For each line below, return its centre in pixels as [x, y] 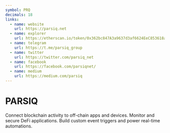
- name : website [27, 24]
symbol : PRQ [18, 10]
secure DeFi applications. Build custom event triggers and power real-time [83, 120]
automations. [19, 126]
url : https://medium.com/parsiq [48, 76]
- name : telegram [28, 43]
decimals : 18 [19, 15]
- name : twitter [27, 52]
